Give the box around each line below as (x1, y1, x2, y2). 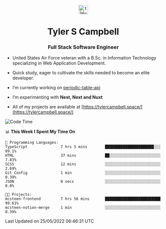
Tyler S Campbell (47, 26, 119, 37)
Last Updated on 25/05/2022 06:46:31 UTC (5, 218, 94, 224)
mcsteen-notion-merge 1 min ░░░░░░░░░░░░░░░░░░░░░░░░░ (5, 205, 161, 210)
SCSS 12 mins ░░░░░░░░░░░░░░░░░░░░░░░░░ (5, 162, 161, 167)
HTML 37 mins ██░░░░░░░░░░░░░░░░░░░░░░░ (5, 153, 161, 158)
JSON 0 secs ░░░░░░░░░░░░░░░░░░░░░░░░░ (5, 179, 161, 184)
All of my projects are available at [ (12, 104, 83, 110)
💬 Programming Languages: (5, 140, 58, 145)
